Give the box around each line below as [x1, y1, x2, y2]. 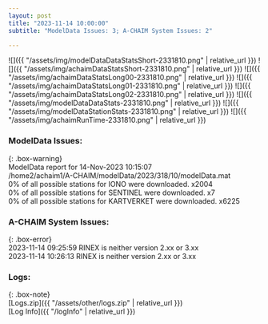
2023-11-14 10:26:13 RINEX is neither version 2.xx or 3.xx [8, 251, 197, 261]
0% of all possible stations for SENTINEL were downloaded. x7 [8, 188, 216, 197]
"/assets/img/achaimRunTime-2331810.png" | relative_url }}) [8, 115, 206, 125]
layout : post [8, 11, 52, 20]
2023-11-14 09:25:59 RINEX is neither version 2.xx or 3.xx [8, 242, 199, 253]
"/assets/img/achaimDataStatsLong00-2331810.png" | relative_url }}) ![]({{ [8, 73, 253, 83]
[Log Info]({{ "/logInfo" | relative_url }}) [8, 306, 136, 317]
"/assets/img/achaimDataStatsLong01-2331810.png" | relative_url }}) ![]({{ [8, 81, 251, 91]
